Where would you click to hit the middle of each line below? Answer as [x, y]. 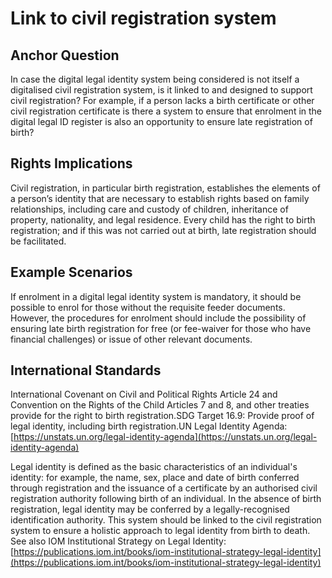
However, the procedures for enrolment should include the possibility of [158, 318]
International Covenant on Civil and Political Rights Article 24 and [144, 394]
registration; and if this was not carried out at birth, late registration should [163, 230]
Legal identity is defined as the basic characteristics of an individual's [154, 467]
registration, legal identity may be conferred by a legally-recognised [150, 509]
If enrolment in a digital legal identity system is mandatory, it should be [156, 296]
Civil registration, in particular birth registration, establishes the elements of [165, 188]
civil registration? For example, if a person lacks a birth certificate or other [162, 100]
